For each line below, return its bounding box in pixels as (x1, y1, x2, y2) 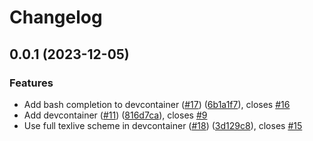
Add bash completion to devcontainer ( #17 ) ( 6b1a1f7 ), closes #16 (23, 98, 291, 110)
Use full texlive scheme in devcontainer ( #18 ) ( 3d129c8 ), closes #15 (23, 119, 303, 131)
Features (9, 76, 54, 90)
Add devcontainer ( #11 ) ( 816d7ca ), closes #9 (23, 109, 208, 121)
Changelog (9, 6, 103, 29)
